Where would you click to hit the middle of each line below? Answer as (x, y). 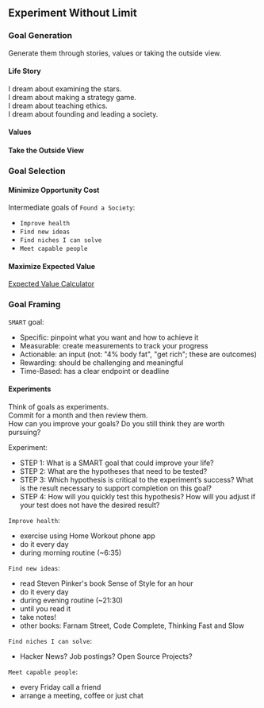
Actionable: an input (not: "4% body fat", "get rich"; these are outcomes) (138, 354)
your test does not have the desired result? (90, 505)
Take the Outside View (46, 151)
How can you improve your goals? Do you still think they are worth (117, 423)
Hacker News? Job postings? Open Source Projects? (106, 656)
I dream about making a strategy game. (73, 97)
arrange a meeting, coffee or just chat (82, 695)
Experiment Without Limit (73, 13)
